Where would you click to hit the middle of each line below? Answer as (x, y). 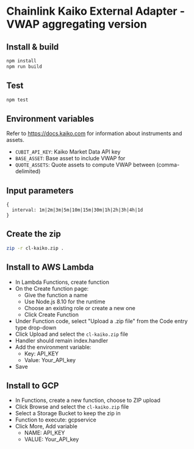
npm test (17, 100)
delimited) (28, 171)
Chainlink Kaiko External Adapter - (95, 11)
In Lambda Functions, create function (62, 282)
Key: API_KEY (41, 354)
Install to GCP (33, 386)
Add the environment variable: (53, 347)
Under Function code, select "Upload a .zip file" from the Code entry (101, 321)
